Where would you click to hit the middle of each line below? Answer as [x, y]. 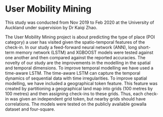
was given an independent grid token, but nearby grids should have [78, 99]
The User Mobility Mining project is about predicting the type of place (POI [80, 37]
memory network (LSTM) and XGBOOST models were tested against [84, 52]
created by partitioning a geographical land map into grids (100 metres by [79, 88]
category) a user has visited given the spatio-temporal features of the [75, 42]
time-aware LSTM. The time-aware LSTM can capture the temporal [73, 73]
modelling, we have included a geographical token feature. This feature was [81, 83]
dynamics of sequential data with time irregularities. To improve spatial [76, 78]
